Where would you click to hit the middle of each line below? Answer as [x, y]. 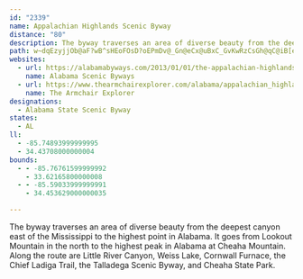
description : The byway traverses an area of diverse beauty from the [145, 43]
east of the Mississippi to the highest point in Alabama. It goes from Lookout [151, 236]
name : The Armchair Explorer [80, 93]
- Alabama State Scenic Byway [74, 110]
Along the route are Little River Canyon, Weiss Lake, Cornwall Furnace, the [148, 256]
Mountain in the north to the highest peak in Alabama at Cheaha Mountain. [147, 246]
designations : [36, 101]
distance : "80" [38, 34]
